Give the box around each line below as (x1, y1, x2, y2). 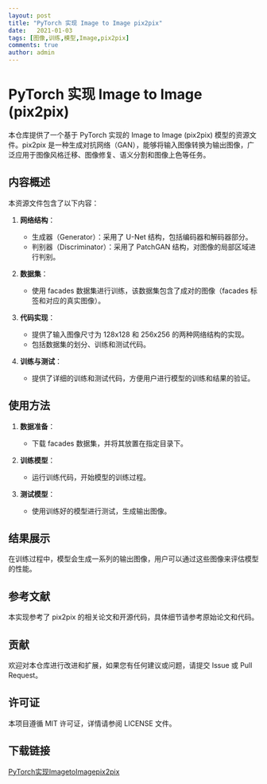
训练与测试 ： (19, 356, 62, 366)
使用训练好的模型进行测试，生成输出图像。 (31, 506, 172, 516)
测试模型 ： (19, 489, 56, 498)
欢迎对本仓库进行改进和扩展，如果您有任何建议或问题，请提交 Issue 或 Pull (8, 661, 253, 669)
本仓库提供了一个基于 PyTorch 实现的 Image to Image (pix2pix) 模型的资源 (8, 130, 250, 139)
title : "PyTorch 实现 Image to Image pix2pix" (8, 19, 163, 27)
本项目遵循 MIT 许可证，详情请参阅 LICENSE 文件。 (8, 718, 176, 728)
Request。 (8, 670, 42, 680)
